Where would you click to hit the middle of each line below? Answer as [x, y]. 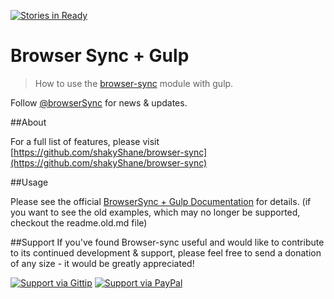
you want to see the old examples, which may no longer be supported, [155, 212]
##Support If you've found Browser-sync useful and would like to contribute [167, 242]
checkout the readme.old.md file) [79, 222]
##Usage [29, 182]
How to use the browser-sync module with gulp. [134, 83]
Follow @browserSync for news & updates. [99, 102]
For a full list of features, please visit [85, 141]
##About [28, 122]
